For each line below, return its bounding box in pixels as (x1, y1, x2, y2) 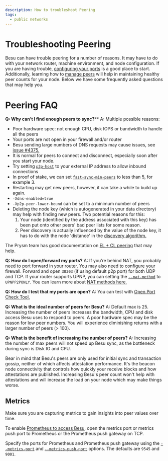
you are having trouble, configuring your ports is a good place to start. (5, 66, 150, 72)
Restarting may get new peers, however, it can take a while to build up (12, 185, 157, 191)
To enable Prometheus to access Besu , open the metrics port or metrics (5, 425, 154, 431)
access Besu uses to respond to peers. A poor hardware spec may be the (5, 315, 157, 321)
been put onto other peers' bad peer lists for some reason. (20, 222, 141, 228)
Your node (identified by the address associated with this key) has (20, 217, 157, 223)
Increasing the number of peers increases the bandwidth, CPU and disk (5, 309, 153, 315)
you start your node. (12, 158, 55, 164)
